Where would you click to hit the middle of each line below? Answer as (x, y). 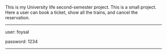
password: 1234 (22, 41)
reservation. (17, 18)
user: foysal (17, 32)
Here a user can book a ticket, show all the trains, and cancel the (72, 12)
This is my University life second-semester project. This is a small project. (81, 7)
